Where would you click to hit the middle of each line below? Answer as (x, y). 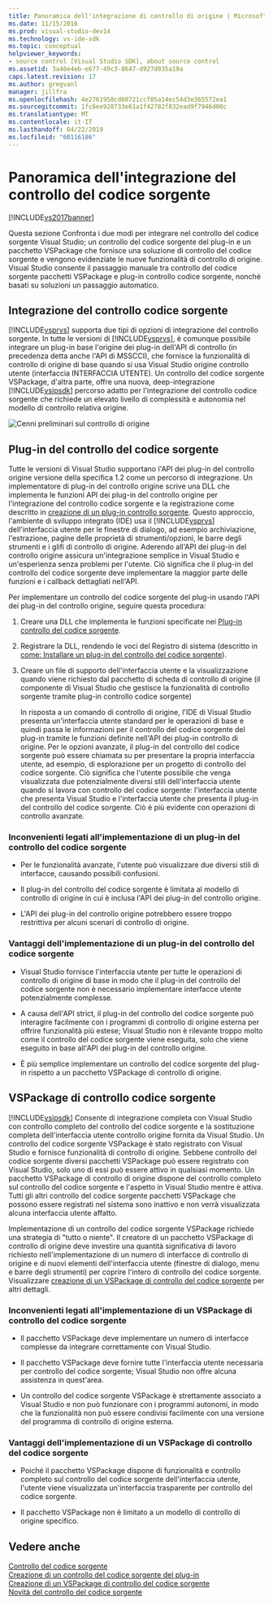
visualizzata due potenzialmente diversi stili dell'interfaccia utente (130, 782)
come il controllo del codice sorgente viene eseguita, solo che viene (134, 1039)
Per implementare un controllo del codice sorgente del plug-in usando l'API (134, 597)
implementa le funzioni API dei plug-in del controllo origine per (113, 495)
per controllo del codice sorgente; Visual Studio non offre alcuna (128, 1371)
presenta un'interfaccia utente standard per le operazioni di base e (132, 721)
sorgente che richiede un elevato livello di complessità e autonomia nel (127, 399)
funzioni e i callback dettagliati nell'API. (74, 581)
